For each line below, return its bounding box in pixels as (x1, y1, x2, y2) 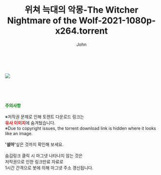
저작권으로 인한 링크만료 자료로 (5, 158, 64, 164)
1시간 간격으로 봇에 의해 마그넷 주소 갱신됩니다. (5, 165, 94, 171)
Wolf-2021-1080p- (79, 15, 156, 26)
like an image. (5, 130, 33, 136)
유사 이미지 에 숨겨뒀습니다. (5, 120, 56, 125)
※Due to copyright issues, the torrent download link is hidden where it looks (5, 125, 156, 131)
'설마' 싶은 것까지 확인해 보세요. (5, 141, 64, 147)
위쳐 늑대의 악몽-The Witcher (24, 4, 139, 16)
